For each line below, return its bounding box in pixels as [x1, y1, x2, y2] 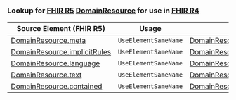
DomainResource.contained [11, 82, 103, 92]
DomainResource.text [11, 70, 82, 80]
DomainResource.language [11, 58, 100, 68]
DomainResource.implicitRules [11, 47, 111, 57]
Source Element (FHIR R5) [16, 24, 105, 34]
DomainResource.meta [11, 36, 86, 46]
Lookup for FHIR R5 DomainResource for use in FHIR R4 [7, 6, 199, 15]
